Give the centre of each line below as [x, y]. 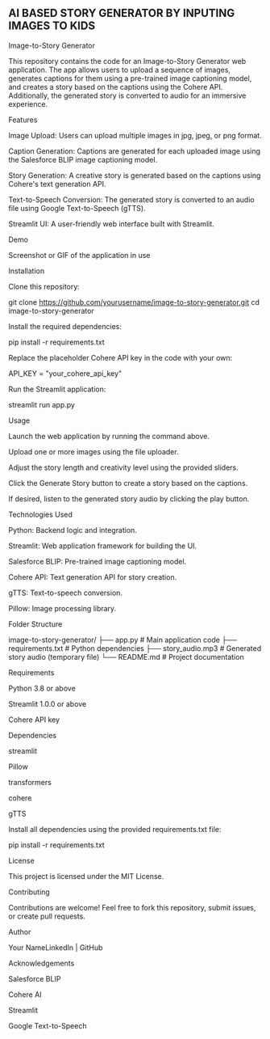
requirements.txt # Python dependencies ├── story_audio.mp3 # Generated [135, 648]
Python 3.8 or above [42, 688]
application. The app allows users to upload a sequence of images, [120, 70]
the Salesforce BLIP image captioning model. [83, 159]
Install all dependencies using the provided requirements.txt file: [115, 829]
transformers [30, 782]
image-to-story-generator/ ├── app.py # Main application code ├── [123, 640]
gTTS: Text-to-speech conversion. [66, 593]
